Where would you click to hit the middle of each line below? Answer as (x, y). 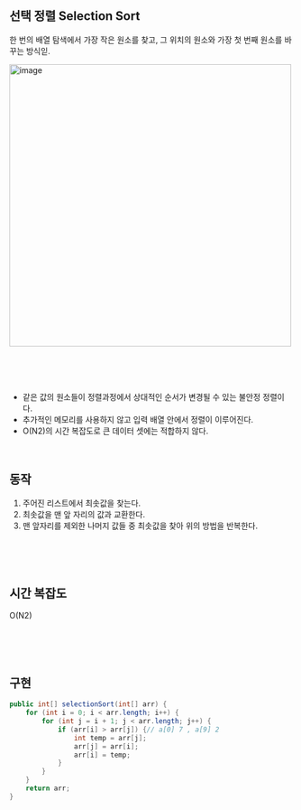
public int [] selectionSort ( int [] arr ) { (88, 704)
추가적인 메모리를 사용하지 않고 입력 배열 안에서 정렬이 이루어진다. (138, 419)
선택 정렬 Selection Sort (75, 16)
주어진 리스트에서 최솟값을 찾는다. (82, 503)
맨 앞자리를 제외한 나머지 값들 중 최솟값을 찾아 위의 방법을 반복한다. (140, 526)
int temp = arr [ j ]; (110, 738)
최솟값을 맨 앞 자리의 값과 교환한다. (84, 514)
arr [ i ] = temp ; (102, 755)
